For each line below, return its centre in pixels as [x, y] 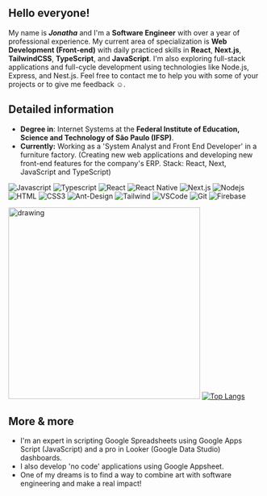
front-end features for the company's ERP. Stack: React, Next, [123, 163]
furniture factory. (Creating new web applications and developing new [136, 154]
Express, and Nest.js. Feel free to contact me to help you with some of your [133, 75]
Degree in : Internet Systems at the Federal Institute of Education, [130, 129]
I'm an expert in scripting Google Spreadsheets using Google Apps [131, 441]
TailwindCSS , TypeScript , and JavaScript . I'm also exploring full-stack [127, 58]
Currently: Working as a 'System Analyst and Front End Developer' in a [138, 146]
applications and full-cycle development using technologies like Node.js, [129, 67]
